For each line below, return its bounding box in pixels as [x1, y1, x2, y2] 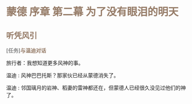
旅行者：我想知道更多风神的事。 [6, 60, 84, 66]
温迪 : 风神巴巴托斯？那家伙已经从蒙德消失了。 [6, 72, 119, 79]
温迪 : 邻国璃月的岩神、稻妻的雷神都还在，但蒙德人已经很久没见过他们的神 [6, 84, 186, 91]
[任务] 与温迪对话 [6, 47, 47, 54]
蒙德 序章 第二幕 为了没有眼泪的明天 [6, 5, 178, 19]
